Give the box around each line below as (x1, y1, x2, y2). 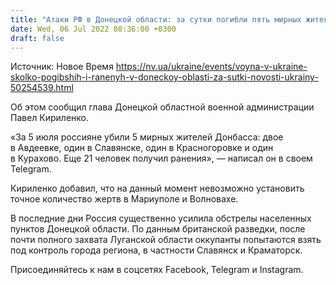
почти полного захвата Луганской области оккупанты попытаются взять (10, 234, 322, 246)
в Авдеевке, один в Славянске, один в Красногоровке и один (10, 142, 274, 154)
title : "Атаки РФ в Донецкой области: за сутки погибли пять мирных (10, 14, 302, 25)
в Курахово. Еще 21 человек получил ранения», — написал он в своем (10, 152, 313, 165)
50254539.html (10, 82, 74, 94)
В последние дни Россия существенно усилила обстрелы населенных (10, 212, 312, 225)
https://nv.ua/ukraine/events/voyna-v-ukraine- (115, 61, 308, 73)
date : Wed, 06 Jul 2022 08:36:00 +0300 (10, 24, 177, 34)
